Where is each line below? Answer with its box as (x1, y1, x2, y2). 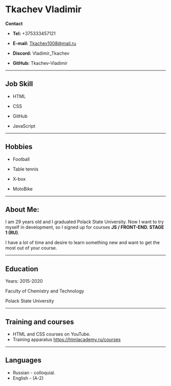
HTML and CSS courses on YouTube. (12, 331, 91, 337)
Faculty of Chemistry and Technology (5, 288, 84, 294)
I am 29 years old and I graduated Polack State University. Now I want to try (5, 219, 164, 225)
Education (5, 264, 39, 273)
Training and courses (5, 318, 74, 326)
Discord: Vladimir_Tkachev (12, 50, 70, 56)
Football (12, 156, 30, 162)
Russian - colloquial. (12, 369, 55, 376)
